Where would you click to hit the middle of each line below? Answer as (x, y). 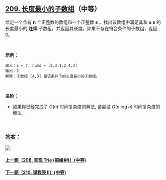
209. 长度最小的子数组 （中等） (53, 9)
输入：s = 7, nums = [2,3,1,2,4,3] (41, 65)
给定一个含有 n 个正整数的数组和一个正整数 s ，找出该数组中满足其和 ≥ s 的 (83, 22)
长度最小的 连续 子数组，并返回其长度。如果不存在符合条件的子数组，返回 (81, 28)
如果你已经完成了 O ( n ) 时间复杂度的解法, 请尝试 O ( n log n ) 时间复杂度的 (86, 107)
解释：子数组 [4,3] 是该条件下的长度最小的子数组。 (52, 76)
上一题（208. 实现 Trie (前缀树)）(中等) (46, 160)
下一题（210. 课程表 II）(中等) (36, 172)
